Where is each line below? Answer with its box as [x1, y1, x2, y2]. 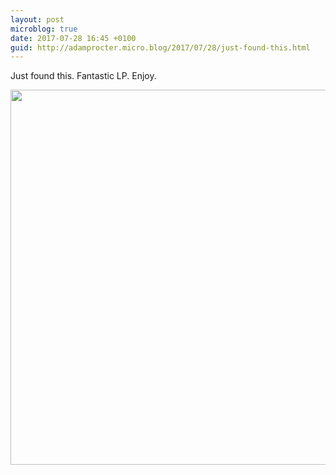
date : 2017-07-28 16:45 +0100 [10, 33, 137, 43]
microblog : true [10, 24, 78, 34]
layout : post [10, 14, 65, 25]
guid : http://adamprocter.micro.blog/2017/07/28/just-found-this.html [10, 42, 311, 53]
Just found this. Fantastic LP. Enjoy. [10, 70, 157, 82]
